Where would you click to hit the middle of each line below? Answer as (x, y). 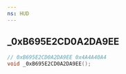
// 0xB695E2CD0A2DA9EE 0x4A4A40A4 (57, 57)
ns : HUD (18, 13)
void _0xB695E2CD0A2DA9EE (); (49, 64)
